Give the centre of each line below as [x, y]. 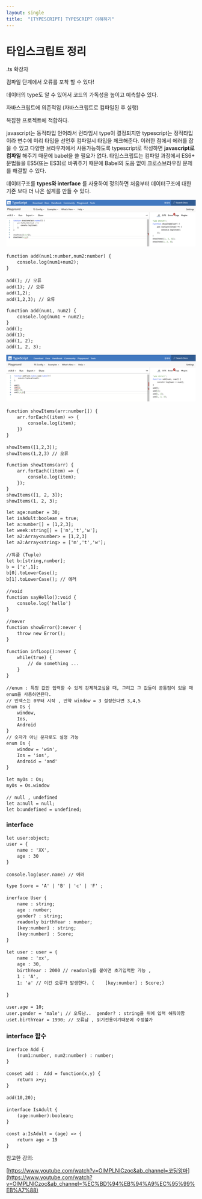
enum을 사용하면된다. [29, 695]
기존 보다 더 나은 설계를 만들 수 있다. [49, 191]
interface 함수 [26, 1036]
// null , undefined [32, 798]
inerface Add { [25, 1050]
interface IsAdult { [32, 1110]
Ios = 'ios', [33, 755]
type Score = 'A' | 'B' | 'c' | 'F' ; [55, 886]
